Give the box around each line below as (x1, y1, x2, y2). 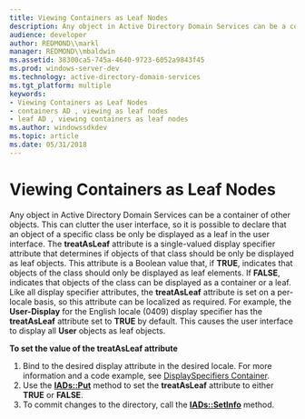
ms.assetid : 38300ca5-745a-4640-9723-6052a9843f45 (9, 55, 205, 65)
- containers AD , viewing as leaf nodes (9, 106, 169, 115)
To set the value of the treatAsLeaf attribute (9, 343, 179, 354)
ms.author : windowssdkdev (9, 124, 107, 133)
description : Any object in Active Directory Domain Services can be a (9, 22, 286, 31)
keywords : (9, 89, 47, 98)
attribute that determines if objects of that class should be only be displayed (9, 247, 295, 259)
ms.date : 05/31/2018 (9, 140, 88, 149)
